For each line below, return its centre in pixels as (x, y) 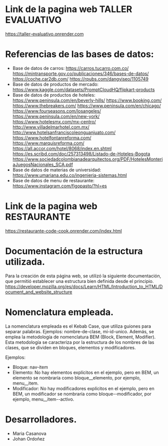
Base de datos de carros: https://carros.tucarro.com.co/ (71, 68)
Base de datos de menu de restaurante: (53, 180)
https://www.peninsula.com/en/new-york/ (56, 116)
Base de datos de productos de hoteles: (54, 95)
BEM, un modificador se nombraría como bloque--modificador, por (82, 394)
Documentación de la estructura (74, 251)
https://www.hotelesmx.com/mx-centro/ (54, 121)
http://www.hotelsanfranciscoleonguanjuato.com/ (64, 132)
